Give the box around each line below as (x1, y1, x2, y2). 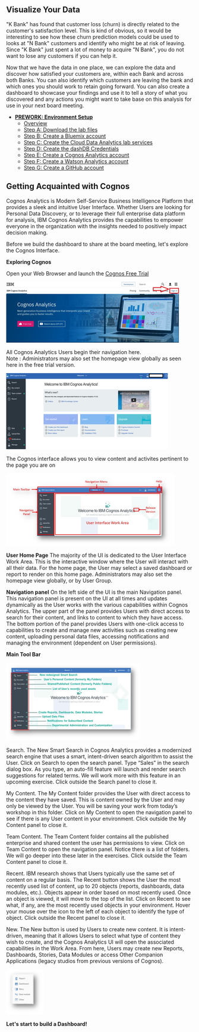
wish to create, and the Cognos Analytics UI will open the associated (6, 938, 174, 946)
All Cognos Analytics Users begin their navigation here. (6, 348, 141, 355)
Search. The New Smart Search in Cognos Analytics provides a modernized (6, 746, 192, 754)
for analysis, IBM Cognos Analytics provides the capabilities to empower (6, 216, 184, 223)
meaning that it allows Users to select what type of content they (24, 932, 181, 939)
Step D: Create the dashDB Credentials (23, 145, 119, 152)
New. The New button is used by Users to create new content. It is (6, 925, 168, 932)
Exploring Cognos (6, 258, 52, 265)
